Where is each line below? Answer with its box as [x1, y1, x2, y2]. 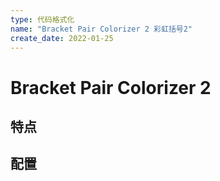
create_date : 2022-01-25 [10, 33, 114, 43]
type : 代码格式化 [10, 14, 75, 25]
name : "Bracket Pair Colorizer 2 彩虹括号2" [10, 24, 193, 34]
